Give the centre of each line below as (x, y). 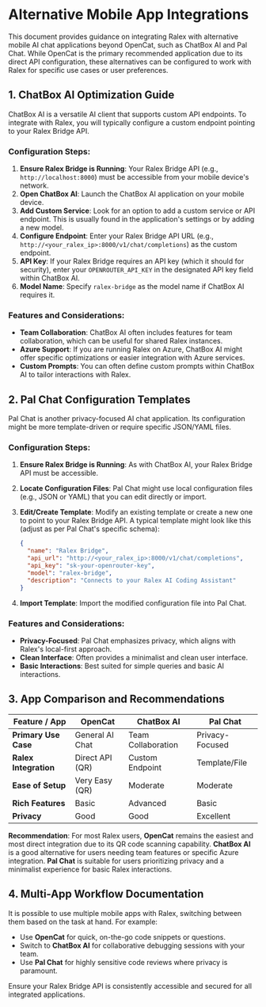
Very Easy (93, 780)
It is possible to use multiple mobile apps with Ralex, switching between (125, 913)
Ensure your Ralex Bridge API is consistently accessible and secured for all (130, 986)
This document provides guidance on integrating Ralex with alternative (123, 36)
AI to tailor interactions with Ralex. (75, 374)
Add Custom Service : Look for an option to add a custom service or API (137, 211)
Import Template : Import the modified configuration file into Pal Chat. (133, 602)
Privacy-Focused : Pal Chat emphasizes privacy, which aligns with (127, 640)
